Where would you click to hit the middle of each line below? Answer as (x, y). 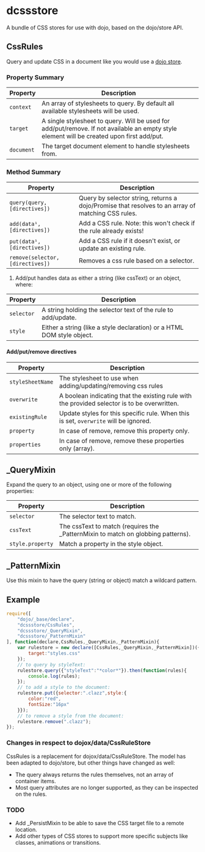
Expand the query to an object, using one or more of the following (89, 485)
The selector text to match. (97, 517)
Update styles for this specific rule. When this (124, 413)
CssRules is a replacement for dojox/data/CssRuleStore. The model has (96, 756)
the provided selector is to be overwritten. (119, 403)
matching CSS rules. (108, 213)
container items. (35, 781)
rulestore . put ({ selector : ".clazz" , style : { (72, 693)
